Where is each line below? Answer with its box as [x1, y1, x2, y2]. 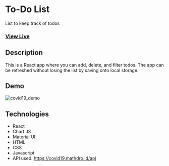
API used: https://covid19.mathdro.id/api [12, 155, 96, 161]
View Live [5, 33, 30, 40]
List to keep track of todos [5, 20, 60, 26]
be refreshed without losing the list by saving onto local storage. [5, 67, 139, 73]
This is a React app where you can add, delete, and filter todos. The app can [5, 62, 164, 68]
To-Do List [5, 4, 50, 15]
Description [5, 48, 43, 57]
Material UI [12, 134, 36, 140]
